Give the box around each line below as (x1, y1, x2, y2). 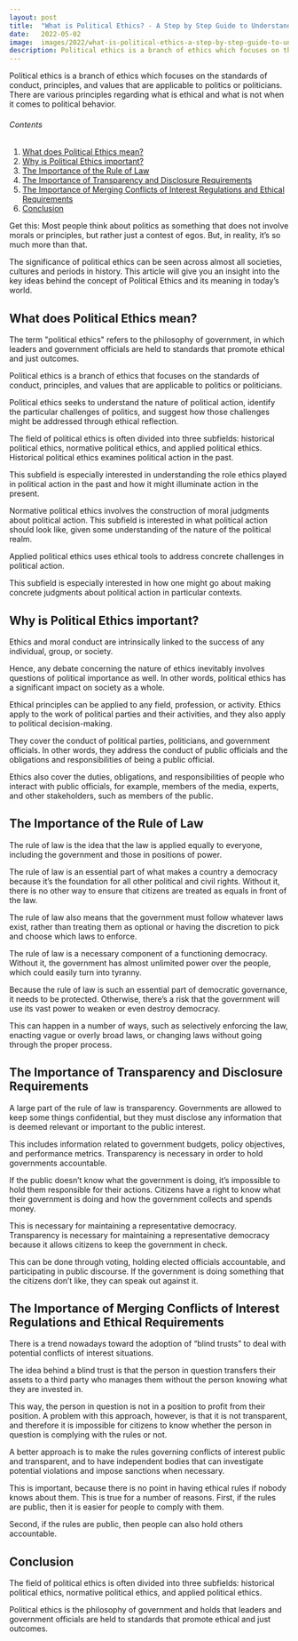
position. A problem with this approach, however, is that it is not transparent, (9, 1411, 288, 1421)
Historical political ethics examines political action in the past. (9, 452, 234, 463)
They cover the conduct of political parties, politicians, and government (9, 735, 271, 746)
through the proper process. (9, 1039, 113, 1050)
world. (9, 285, 33, 296)
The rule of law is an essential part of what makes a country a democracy (9, 866, 278, 877)
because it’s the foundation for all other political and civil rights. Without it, (9, 876, 280, 886)
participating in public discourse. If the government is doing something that (9, 1266, 285, 1277)
